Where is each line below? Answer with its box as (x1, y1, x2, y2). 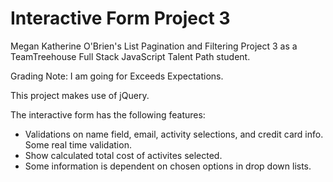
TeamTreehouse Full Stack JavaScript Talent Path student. (10, 50, 251, 62)
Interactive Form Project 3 (10, 7, 231, 30)
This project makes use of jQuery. (10, 89, 150, 101)
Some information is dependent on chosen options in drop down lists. (24, 160, 312, 172)
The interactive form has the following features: (10, 108, 206, 121)
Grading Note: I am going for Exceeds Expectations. (10, 70, 224, 82)
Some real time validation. (24, 138, 132, 151)
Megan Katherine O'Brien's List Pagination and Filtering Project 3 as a (10, 40, 298, 52)
